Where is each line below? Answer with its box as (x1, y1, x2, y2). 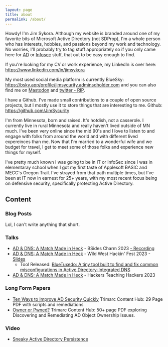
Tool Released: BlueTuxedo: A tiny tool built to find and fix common (20, 262, 158, 268)
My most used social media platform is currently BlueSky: (5, 76, 124, 83)
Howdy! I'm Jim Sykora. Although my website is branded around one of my (5, 31, 160, 37)
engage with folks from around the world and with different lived (5, 134, 138, 140)
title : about (5, 12, 33, 17)
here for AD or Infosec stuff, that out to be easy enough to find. (5, 52, 135, 58)
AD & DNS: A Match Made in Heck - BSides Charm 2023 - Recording (12, 246, 154, 252)
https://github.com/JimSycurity (5, 107, 70, 113)
